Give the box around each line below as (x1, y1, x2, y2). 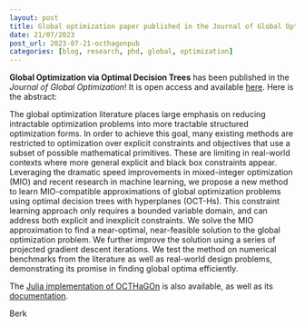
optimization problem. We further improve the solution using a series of (9, 234, 276, 245)
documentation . (9, 291, 69, 301)
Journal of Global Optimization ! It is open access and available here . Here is (9, 82, 294, 93)
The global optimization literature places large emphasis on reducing (9, 109, 266, 120)
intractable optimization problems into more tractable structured (9, 119, 250, 130)
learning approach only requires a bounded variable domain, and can (9, 205, 268, 216)
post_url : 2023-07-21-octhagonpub (9, 38, 141, 48)
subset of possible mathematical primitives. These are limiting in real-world (9, 147, 290, 159)
